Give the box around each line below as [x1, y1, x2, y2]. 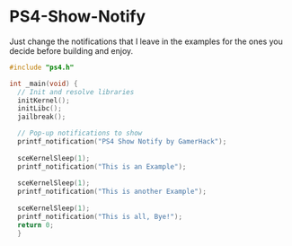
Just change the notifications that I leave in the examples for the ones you [9, 36, 283, 47]
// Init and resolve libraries [17, 87, 135, 96]
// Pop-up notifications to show [17, 128, 143, 138]
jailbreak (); [17, 112, 66, 122]
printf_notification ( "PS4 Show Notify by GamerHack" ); [17, 137, 227, 146]
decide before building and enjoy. [9, 45, 134, 56]
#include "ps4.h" [9, 63, 75, 72]
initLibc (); [17, 104, 63, 113]
